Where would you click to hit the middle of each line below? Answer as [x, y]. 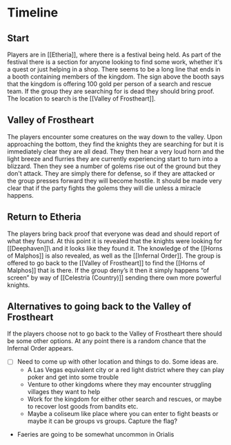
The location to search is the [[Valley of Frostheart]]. [82, 99]
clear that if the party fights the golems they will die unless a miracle [104, 188]
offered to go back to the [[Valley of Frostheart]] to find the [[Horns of [106, 262]
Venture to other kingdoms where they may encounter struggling [119, 384]
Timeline [33, 13]
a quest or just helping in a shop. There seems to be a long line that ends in [114, 69]
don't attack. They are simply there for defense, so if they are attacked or [111, 173]
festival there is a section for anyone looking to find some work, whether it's [115, 62]
